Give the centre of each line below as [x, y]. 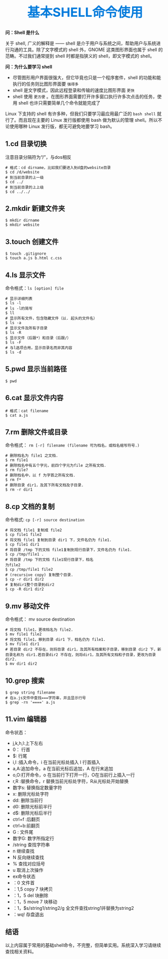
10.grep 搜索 [25, 681]
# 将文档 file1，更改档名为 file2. [39, 630]
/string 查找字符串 [31, 844]
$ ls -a [13, 323]
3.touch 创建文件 [32, 242]
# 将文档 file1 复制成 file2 [34, 530]
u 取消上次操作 [28, 870]
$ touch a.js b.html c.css [34, 258]
